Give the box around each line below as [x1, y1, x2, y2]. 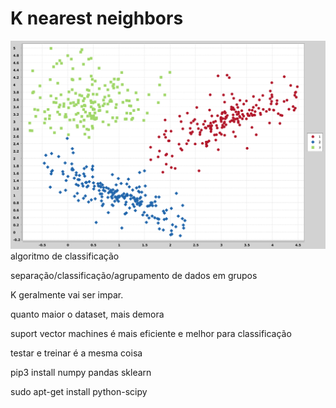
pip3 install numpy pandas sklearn [10, 367, 152, 379]
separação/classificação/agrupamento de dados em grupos [10, 270, 258, 282]
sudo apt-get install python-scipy [10, 386, 148, 398]
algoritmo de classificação [10, 250, 120, 262]
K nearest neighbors [10, 7, 184, 30]
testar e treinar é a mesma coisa [10, 347, 143, 359]
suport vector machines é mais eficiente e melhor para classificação [10, 328, 292, 340]
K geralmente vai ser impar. [10, 289, 124, 301]
